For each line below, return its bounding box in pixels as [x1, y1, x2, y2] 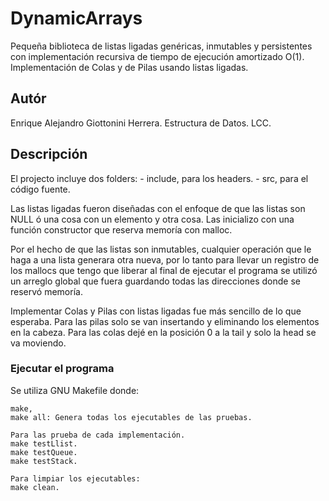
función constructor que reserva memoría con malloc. [10, 223, 233, 236]
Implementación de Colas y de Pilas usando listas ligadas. [10, 61, 249, 73]
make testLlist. [10, 438, 78, 449]
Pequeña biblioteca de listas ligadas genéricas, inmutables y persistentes [10, 40, 313, 52]
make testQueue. [10, 447, 78, 457]
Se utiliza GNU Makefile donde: [10, 384, 140, 396]
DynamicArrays [10, 7, 143, 30]
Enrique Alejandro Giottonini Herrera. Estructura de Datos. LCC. [10, 117, 272, 129]
